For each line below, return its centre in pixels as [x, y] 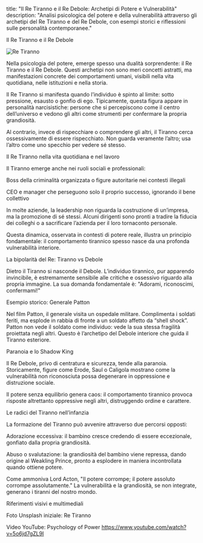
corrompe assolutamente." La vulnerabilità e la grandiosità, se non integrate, [101, 485]
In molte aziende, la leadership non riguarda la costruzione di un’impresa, [98, 210]
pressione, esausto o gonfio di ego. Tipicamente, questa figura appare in [97, 101]
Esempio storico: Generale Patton [48, 302]
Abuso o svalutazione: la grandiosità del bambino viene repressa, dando [96, 454]
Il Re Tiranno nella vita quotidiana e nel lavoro [63, 157]
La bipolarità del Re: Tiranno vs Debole [55, 259]
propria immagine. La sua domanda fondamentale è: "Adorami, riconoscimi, [101, 284]
